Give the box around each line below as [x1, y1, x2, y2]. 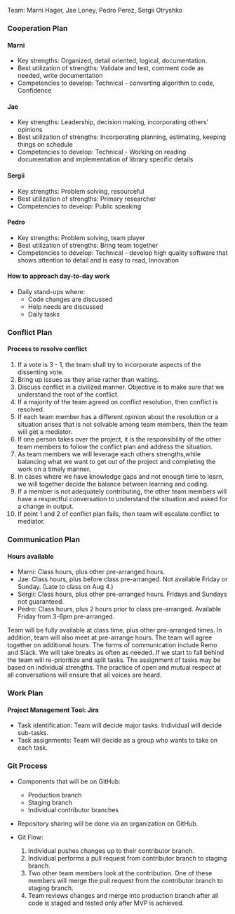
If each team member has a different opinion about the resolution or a [17, 413, 219, 421]
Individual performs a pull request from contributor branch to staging [27, 854, 227, 862]
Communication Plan [7, 534, 81, 544]
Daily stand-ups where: [17, 287, 86, 296]
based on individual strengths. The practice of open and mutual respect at [7, 663, 222, 672]
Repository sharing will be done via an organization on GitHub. [17, 819, 199, 828]
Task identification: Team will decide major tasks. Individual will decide [17, 721, 222, 729]
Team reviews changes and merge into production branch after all [27, 891, 219, 899]
